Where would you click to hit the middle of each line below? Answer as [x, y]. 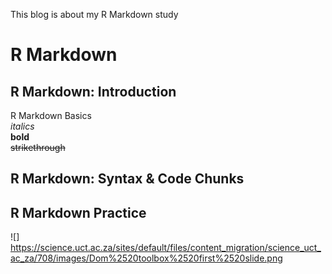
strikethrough [38, 147]
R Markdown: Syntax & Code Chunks [127, 179]
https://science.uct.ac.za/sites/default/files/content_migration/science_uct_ [166, 248]
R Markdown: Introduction [93, 91]
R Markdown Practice [78, 212]
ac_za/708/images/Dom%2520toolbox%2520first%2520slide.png [146, 258]
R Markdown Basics [51, 115]
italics [22, 126]
